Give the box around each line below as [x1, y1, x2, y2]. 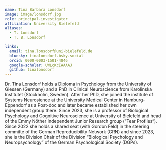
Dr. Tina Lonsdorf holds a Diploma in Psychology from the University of [5, 81, 152, 87]
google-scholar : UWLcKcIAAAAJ [9, 63, 72, 68]
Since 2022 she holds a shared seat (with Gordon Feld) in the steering [5, 123, 150, 130]
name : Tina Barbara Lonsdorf [5, 7, 66, 12]
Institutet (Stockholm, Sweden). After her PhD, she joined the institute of [5, 92, 154, 98]
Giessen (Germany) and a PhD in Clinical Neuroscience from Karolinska [5, 86, 152, 92]
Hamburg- [124, 97, 145, 103]
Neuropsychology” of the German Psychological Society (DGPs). [5, 139, 139, 145]
